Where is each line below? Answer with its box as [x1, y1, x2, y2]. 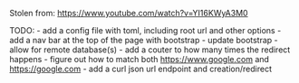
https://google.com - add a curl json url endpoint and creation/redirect [9, 63, 272, 74]
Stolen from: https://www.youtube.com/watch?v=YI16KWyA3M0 [9, 8, 248, 18]
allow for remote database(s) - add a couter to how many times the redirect [9, 44, 291, 55]
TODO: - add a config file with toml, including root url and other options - [9, 25, 282, 35]
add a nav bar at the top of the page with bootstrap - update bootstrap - [9, 35, 278, 45]
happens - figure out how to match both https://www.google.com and [9, 54, 270, 64]
